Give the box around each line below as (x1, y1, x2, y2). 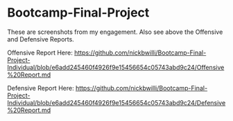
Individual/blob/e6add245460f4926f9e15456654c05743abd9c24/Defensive (7, 98, 226, 106)
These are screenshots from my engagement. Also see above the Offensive (7, 28, 223, 36)
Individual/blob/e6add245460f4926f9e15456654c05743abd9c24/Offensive (7, 63, 225, 71)
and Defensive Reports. (7, 35, 74, 43)
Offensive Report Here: (7, 48, 73, 57)
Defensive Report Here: (7, 84, 74, 92)
